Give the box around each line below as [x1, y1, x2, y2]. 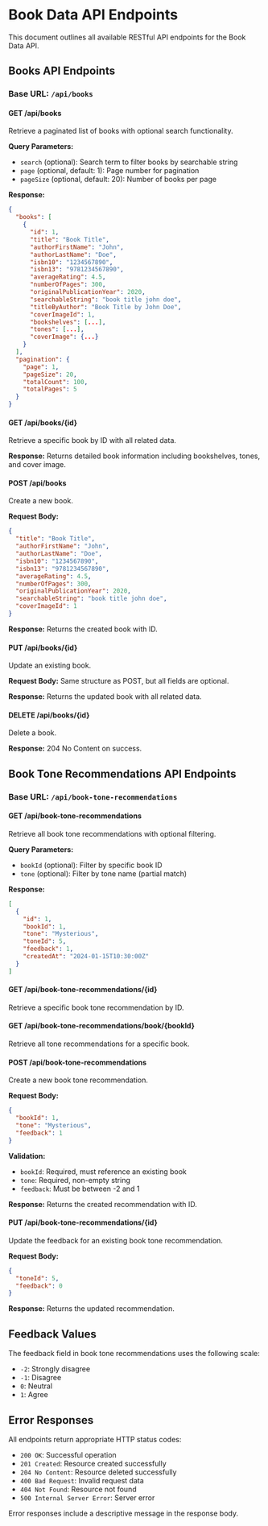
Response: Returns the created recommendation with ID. [8, 1199, 197, 1209]
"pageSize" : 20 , [23, 370, 78, 378]
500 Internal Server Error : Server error [19, 1492, 155, 1503]
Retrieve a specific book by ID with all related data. [8, 436, 177, 445]
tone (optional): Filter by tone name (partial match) [19, 868, 188, 879]
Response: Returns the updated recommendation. [8, 1304, 175, 1313]
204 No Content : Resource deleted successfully [19, 1467, 177, 1477]
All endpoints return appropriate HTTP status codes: [8, 1434, 182, 1444]
